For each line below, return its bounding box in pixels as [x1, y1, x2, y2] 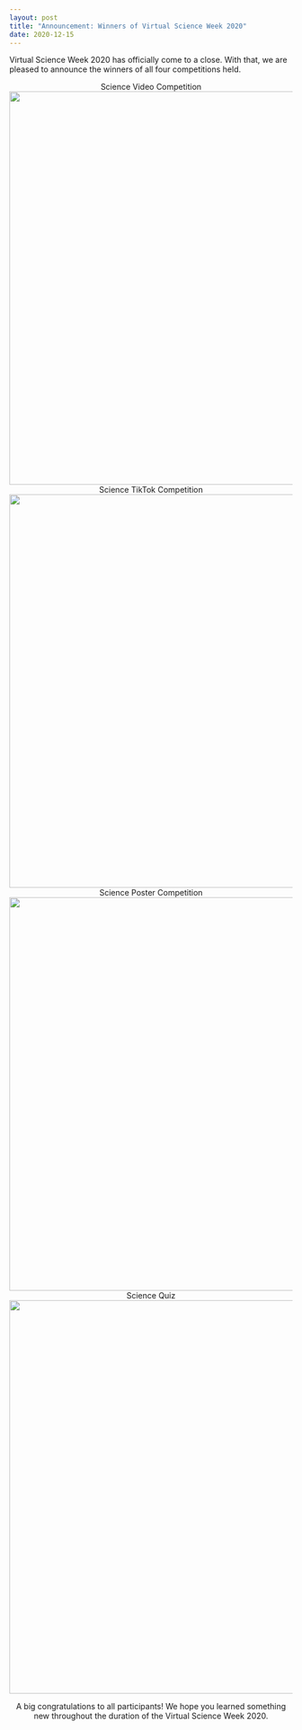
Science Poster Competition [99, 887, 203, 898]
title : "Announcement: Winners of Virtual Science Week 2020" [9, 22, 247, 31]
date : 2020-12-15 [9, 30, 75, 39]
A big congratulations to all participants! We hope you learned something [16, 1701, 286, 1712]
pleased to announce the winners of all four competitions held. [9, 64, 242, 75]
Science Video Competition [100, 82, 202, 93]
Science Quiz [126, 1290, 176, 1301]
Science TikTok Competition [98, 485, 204, 495]
